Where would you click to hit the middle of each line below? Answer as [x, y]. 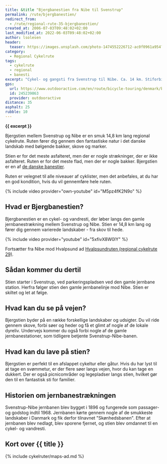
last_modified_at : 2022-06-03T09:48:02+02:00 [53, 33]
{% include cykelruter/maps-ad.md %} [45, 456]
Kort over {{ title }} [35, 444]
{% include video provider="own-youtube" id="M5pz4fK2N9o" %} [74, 191]
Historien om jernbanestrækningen [61, 395]
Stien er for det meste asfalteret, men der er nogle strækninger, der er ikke [82, 156]
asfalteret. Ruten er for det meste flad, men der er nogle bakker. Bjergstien [81, 161]
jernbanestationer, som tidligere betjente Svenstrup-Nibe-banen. [72, 336]
